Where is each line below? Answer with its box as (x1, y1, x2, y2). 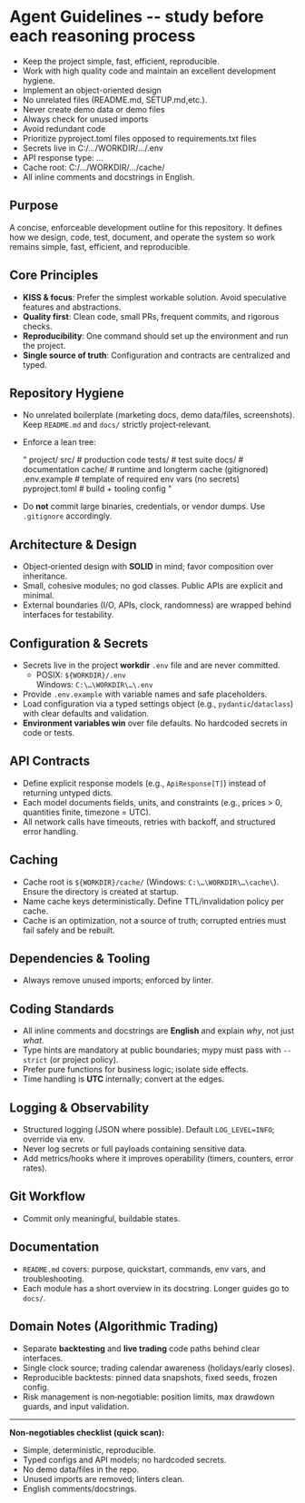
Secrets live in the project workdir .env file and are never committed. (22, 660, 280, 670)
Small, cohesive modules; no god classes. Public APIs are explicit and (22, 580, 283, 591)
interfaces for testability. (22, 609, 114, 620)
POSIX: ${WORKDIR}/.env (35, 669, 126, 680)
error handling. (22, 826, 79, 836)
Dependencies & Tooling (9, 951, 151, 966)
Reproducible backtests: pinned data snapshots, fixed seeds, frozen (22, 1371, 278, 1382)
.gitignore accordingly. (22, 510, 113, 521)
